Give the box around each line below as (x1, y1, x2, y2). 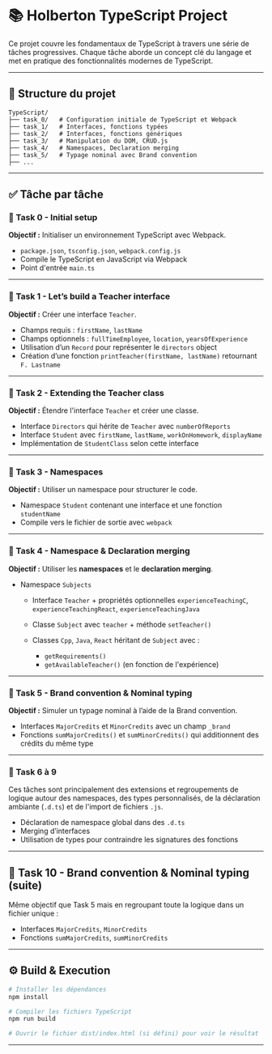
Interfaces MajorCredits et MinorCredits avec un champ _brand (19, 721, 231, 731)
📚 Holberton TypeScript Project (8, 6, 228, 25)
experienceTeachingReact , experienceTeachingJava (32, 604, 200, 614)
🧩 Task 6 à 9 (8, 766, 57, 777)
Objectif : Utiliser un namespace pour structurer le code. (8, 485, 198, 495)
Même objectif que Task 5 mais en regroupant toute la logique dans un (8, 900, 244, 910)
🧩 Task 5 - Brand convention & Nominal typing (8, 687, 193, 699)
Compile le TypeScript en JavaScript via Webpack (19, 254, 188, 264)
